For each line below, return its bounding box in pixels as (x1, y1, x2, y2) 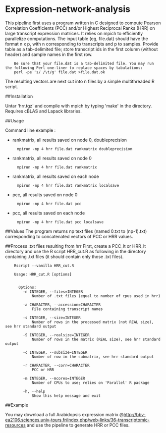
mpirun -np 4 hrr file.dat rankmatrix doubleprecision (17, 146, 133, 152)
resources (5, 422, 26, 428)
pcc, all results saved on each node (12, 210, 85, 216)
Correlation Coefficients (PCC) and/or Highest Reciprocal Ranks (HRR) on (5, 25, 155, 31)
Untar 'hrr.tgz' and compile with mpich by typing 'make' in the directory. (5, 103, 152, 108)
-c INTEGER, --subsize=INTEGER (23, 350, 88, 355)
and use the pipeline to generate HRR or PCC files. (26, 422, 130, 428)
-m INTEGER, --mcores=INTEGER (23, 376, 85, 381)
